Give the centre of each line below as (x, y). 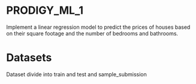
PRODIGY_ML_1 (45, 10)
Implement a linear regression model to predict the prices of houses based (98, 27)
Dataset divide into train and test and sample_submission (76, 74)
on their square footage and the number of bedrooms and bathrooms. (92, 33)
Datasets (29, 58)
